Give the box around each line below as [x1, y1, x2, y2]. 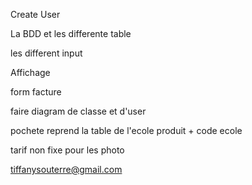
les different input [10, 47, 83, 59]
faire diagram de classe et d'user [10, 105, 147, 117]
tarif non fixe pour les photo [10, 144, 125, 156]
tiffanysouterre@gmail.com [10, 164, 123, 175]
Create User [10, 9, 61, 20]
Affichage [10, 67, 51, 78]
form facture [10, 86, 62, 98]
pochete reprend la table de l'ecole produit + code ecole [10, 125, 243, 136]
